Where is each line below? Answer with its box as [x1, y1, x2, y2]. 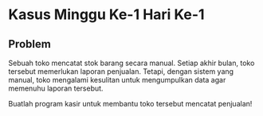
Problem [8, 37, 52, 51]
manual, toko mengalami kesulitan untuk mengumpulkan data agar [8, 75, 226, 84]
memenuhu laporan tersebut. [8, 83, 104, 93]
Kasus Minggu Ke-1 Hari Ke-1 [8, 6, 205, 24]
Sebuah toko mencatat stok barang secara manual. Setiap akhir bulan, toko [8, 58, 255, 68]
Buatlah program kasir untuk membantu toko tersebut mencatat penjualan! [8, 99, 253, 108]
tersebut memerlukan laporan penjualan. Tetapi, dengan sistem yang [8, 67, 234, 76]
